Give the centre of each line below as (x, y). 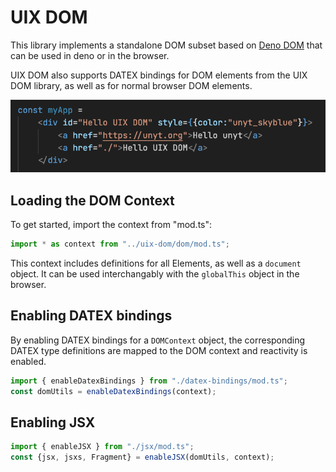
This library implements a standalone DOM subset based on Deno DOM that (166, 45)
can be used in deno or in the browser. (90, 55)
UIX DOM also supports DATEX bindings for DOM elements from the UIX (159, 75)
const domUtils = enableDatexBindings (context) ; (113, 391)
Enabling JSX (53, 422)
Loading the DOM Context (92, 200)
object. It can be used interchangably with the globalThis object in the (155, 273)
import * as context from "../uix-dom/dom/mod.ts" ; (120, 244)
